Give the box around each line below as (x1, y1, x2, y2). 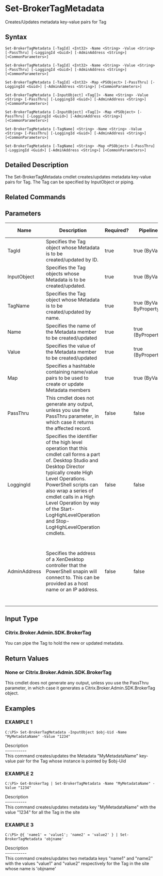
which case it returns (46, 419, 94, 425)
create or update (46, 380, 84, 387)
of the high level (46, 438, 82, 445)
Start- (60, 505, 75, 512)
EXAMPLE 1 (5, 719, 33, 726)
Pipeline (139, 227, 158, 233)
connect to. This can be (46, 574, 100, 581)
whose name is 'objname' (5, 866, 56, 872)
